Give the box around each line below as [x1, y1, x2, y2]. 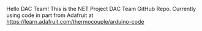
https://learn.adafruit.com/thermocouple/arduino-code [6, 18, 144, 25]
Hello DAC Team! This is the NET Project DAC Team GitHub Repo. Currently [6, 5, 196, 12]
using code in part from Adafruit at [6, 12, 94, 19]
